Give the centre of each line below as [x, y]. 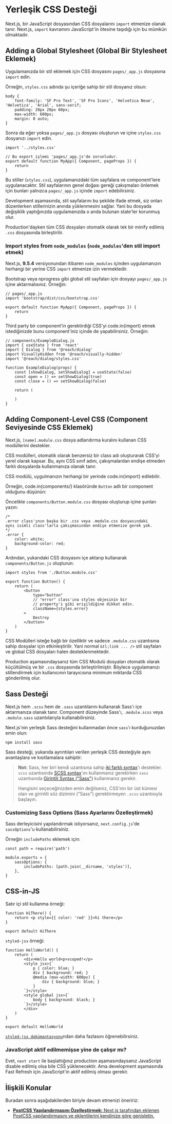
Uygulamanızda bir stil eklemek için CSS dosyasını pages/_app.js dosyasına [85, 71]
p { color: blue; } [53, 968]
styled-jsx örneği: [25, 941]
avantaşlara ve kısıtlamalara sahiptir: [44, 757]
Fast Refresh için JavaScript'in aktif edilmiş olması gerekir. [67, 1072]
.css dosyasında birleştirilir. [34, 232]
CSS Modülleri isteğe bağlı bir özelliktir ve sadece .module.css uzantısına [82, 640]
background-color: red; [40, 543]
